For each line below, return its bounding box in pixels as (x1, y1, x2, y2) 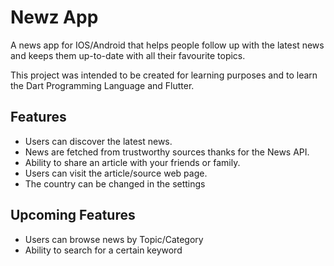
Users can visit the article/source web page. (24, 167, 208, 179)
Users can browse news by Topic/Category (24, 233, 204, 245)
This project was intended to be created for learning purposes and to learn (10, 69, 318, 81)
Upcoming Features (10, 207, 136, 224)
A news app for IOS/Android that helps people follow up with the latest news (10, 39, 325, 51)
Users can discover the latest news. (24, 135, 173, 147)
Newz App (10, 6, 99, 29)
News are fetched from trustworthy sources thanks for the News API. (24, 146, 310, 158)
